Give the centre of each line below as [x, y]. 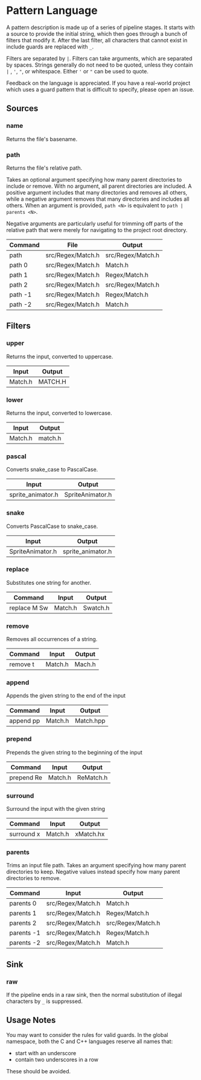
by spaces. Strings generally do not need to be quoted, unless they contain [100, 65]
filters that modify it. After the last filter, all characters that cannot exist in [97, 40]
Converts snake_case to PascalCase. [52, 470]
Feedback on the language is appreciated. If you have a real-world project [98, 83]
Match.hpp [90, 721]
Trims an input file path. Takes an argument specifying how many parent [96, 865]
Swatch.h [96, 608]
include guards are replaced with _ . [50, 47]
